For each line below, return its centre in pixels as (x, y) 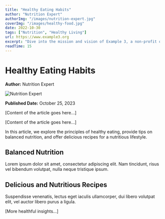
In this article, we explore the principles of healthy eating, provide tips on (79, 132)
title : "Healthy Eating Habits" (38, 10)
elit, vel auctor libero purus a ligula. (41, 202)
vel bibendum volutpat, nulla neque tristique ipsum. (57, 169)
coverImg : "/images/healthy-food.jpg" (45, 23)
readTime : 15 (18, 46)
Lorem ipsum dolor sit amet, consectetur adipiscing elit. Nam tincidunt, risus (82, 164)
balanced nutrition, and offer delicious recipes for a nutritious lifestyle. (76, 137)
